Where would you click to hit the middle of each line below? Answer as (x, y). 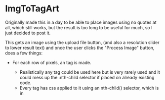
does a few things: (24, 53)
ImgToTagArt (32, 9)
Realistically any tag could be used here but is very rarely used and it (90, 72)
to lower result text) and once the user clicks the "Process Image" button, (80, 48)
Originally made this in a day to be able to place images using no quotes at (81, 22)
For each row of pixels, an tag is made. (52, 62)
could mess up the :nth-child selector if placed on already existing (87, 77)
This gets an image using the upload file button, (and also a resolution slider (82, 42)
